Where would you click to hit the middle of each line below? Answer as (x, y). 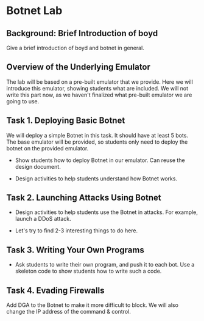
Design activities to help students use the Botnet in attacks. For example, (106, 212)
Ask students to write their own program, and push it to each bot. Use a (105, 265)
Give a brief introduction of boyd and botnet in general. (75, 48)
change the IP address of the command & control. (69, 312)
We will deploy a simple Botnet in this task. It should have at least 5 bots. (97, 135)
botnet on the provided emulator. (47, 148)
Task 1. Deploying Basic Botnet (66, 121)
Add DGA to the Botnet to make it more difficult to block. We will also (92, 305)
